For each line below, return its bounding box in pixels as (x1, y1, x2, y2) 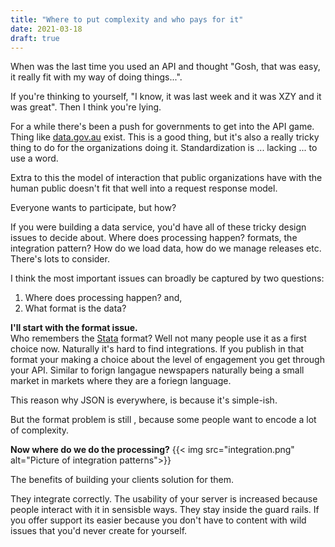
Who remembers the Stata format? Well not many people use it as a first (10, 332, 307, 345)
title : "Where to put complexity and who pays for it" (10, 14, 244, 25)
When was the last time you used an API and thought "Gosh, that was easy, (10, 61, 321, 73)
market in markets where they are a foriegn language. (10, 375, 232, 387)
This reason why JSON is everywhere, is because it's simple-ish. (10, 394, 278, 406)
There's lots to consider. (10, 253, 110, 265)
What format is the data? (24, 302, 127, 315)
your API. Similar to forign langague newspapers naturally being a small (10, 364, 305, 376)
